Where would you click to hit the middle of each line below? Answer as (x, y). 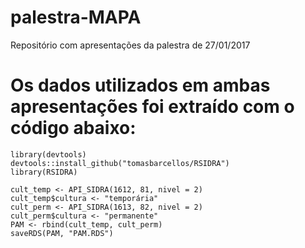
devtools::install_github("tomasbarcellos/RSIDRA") (120, 163)
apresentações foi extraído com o (152, 107)
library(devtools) (48, 154)
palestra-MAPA (76, 17)
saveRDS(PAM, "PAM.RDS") (62, 233)
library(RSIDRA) (44, 172)
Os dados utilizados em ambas (140, 85)
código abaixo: (73, 128)
